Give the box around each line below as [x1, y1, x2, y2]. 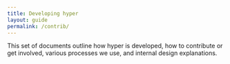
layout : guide [7, 17, 48, 23]
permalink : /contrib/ [7, 23, 70, 30]
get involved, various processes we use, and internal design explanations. [7, 49, 218, 57]
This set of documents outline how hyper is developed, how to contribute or [7, 42, 223, 50]
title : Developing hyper [7, 10, 79, 17]
